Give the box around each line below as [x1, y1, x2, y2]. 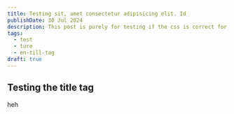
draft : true [7, 56, 42, 63]
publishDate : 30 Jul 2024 [7, 17, 83, 24]
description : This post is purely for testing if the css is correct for [7, 23, 228, 30]
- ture [13, 43, 33, 50]
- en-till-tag [13, 50, 55, 57]
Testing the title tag [7, 82, 95, 94]
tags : [7, 29, 23, 37]
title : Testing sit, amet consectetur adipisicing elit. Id [7, 10, 187, 17]
